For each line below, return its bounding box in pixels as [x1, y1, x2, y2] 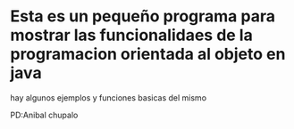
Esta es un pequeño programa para [10, 6, 276, 27]
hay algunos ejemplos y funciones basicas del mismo [10, 92, 207, 103]
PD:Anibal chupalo [10, 109, 79, 120]
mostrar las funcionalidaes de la [10, 25, 253, 45]
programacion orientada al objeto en [10, 44, 286, 64]
